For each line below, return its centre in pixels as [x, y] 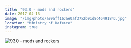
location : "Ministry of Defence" [39, 23]
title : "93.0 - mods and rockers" [40, 9]
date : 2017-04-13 [23, 14]
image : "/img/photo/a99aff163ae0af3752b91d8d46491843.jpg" [66, 18]
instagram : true [21, 27]
